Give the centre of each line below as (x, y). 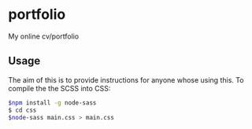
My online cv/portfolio (44, 36)
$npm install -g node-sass (52, 103)
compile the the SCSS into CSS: (59, 88)
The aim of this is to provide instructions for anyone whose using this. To (126, 79)
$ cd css (22, 110)
